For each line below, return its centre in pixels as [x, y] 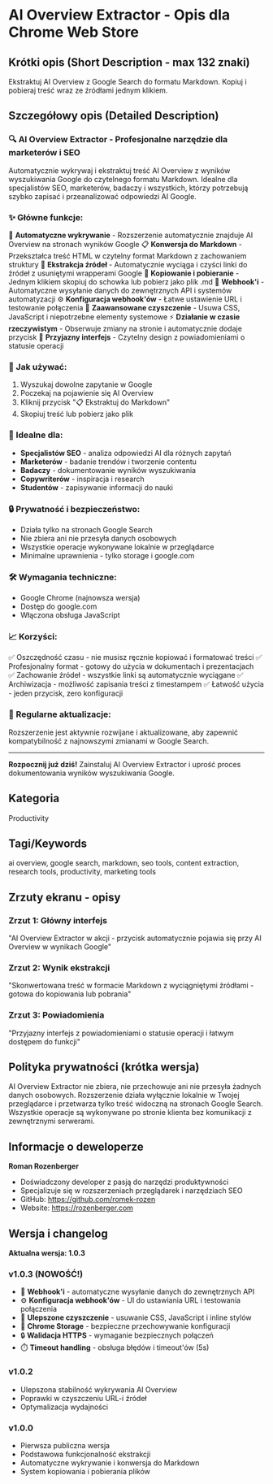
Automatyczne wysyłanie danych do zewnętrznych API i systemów [120, 290]
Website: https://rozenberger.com [77, 1208]
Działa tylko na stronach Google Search [86, 529]
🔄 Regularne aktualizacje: [60, 714]
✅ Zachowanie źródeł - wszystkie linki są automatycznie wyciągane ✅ [126, 675]
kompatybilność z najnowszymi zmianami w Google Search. [109, 740]
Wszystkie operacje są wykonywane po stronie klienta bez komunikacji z [130, 1113]
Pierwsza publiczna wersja [65, 1445]
